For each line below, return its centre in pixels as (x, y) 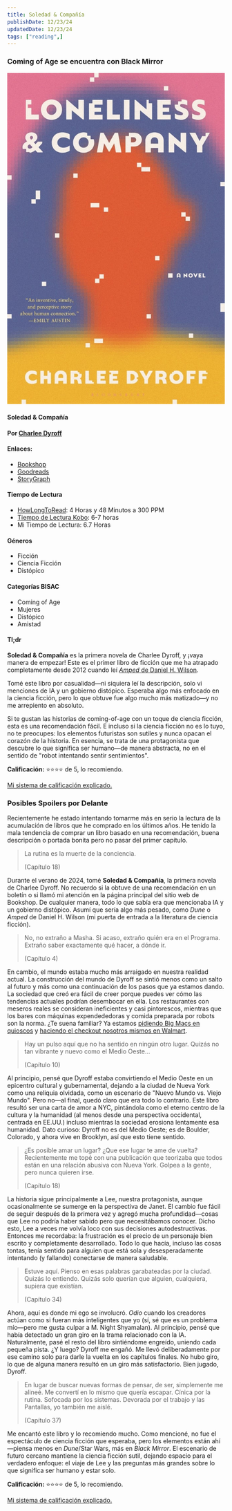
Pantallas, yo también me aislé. (68, 1407)
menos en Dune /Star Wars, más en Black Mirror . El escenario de (125, 1448)
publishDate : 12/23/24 (40, 22)
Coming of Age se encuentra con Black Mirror (85, 62)
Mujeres (29, 609)
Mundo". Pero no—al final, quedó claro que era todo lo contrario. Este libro (113, 1100)
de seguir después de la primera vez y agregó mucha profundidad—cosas (113, 1214)
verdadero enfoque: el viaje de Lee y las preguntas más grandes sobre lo (111, 1463)
